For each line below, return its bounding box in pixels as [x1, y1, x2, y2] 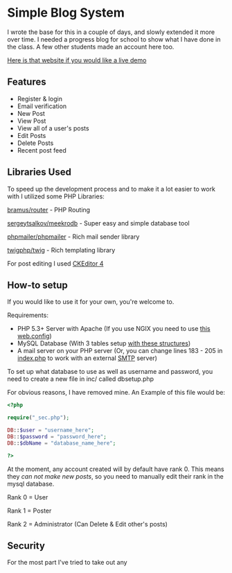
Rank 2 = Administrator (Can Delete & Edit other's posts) [7, 520, 168, 528]
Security [7, 540, 45, 552]
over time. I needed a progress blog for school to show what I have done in [7, 35, 221, 43]
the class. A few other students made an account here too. [7, 42, 175, 51]
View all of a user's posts [17, 123, 89, 132]
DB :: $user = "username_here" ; [7, 427, 95, 434]
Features [7, 76, 46, 88]
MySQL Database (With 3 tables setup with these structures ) [17, 339, 191, 348]
